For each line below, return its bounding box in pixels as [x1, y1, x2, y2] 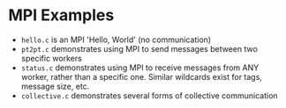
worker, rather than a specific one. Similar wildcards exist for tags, [20, 71, 262, 82]
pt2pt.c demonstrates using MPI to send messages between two [20, 43, 258, 54]
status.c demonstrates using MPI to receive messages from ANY [20, 62, 260, 73]
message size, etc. [20, 81, 90, 91]
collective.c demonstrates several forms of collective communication [20, 90, 279, 101]
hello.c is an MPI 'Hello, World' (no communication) [20, 34, 212, 45]
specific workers [20, 53, 83, 63]
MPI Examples [8, 5, 115, 25]
